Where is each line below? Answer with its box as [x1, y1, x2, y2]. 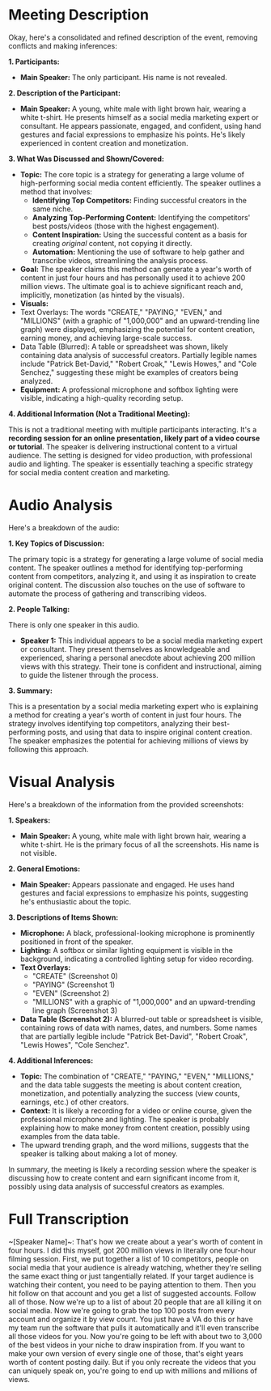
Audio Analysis [8, 496, 113, 515]
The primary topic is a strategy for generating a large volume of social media [8, 554, 264, 564]
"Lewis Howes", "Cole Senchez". [19, 1040, 129, 1049]
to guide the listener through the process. [19, 670, 159, 679]
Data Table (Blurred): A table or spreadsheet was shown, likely [19, 342, 229, 351]
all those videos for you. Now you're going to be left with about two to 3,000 [8, 1331, 263, 1341]
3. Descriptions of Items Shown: [8, 912, 119, 922]
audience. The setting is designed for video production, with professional [8, 450, 252, 460]
